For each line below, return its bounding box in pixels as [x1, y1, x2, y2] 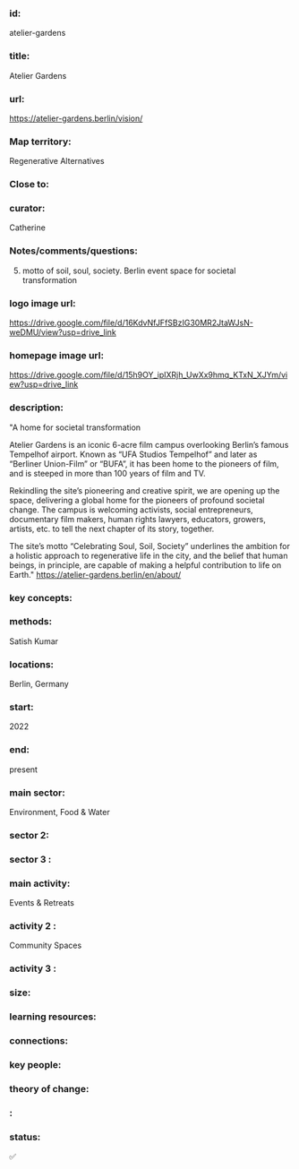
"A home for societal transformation [9, 422, 141, 433]
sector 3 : [9, 853, 52, 865]
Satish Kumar [9, 635, 59, 647]
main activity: [9, 877, 71, 890]
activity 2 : [9, 920, 56, 933]
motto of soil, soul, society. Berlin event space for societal [21, 265, 236, 276]
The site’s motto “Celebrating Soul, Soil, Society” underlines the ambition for [9, 540, 291, 551]
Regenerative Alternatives [9, 156, 105, 167]
